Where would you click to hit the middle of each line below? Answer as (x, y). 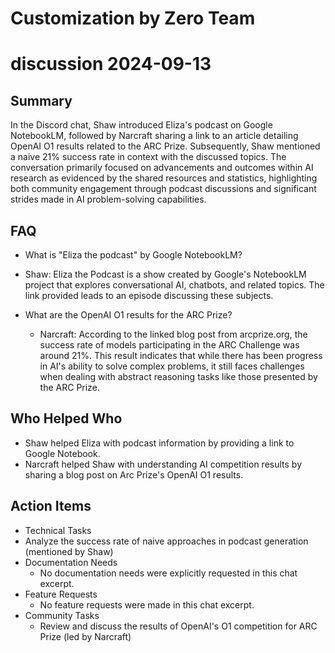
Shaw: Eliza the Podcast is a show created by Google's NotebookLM (165, 274)
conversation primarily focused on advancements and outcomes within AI (162, 168)
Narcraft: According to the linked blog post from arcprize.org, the (173, 334)
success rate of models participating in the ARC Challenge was (169, 345)
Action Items (51, 506)
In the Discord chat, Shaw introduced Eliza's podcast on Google (141, 125)
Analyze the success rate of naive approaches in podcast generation (166, 541)
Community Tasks (62, 615)
